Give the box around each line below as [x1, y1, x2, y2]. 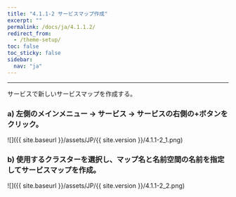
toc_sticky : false [7, 50, 61, 57]
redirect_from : [7, 30, 52, 37]
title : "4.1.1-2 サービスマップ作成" [7, 10, 108, 18]
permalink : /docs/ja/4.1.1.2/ [7, 23, 96, 30]
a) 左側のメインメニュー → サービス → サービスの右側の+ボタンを [7, 108, 228, 118]
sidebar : [7, 56, 33, 63]
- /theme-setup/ [13, 37, 61, 44]
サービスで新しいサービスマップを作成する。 [7, 89, 137, 98]
